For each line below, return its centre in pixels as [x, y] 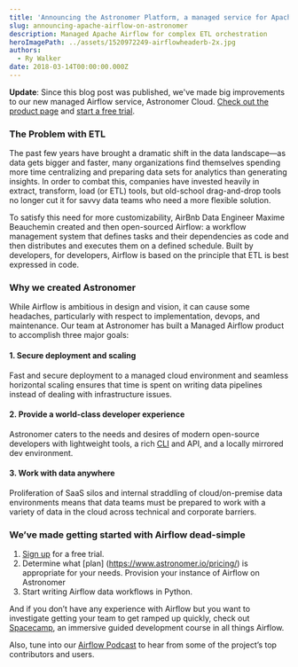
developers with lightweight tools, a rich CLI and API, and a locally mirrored [146, 443]
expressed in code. [44, 265]
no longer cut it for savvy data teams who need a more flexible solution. [140, 200]
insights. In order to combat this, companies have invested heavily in [134, 182]
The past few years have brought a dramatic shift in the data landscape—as [148, 153]
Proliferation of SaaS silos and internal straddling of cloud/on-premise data [146, 493]
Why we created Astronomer [72, 287]
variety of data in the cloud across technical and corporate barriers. [133, 512]
